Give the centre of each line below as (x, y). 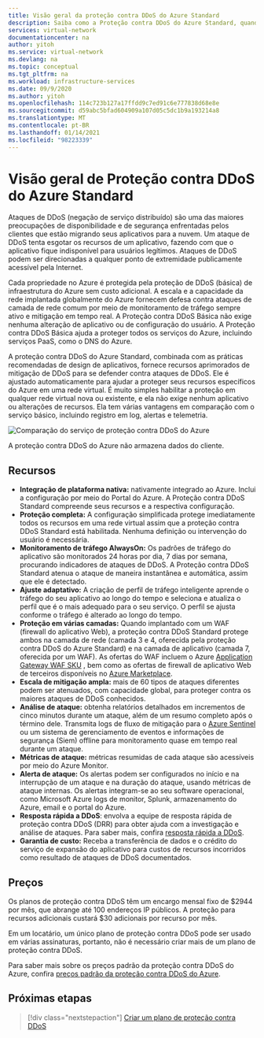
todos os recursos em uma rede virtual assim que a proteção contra (129, 523)
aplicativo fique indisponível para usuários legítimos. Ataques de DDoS (123, 251)
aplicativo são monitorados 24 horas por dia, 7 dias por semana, (123, 557)
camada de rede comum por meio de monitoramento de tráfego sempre (125, 308)
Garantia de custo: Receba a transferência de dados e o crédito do (128, 841)
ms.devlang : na (33, 60)
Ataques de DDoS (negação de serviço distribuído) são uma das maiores (126, 217)
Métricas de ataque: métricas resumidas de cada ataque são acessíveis (137, 758)
